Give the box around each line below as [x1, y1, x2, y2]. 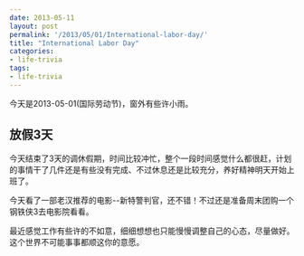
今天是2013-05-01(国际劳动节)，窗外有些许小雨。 [9, 98, 194, 109]
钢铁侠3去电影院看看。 [9, 205, 94, 217]
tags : [9, 64, 30, 73]
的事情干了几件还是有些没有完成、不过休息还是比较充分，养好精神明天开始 [9, 164, 287, 175]
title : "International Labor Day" [9, 38, 140, 48]
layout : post [9, 22, 59, 31]
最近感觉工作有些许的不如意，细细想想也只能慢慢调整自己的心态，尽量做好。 [9, 225, 295, 236]
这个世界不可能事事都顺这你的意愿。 [9, 236, 145, 247]
